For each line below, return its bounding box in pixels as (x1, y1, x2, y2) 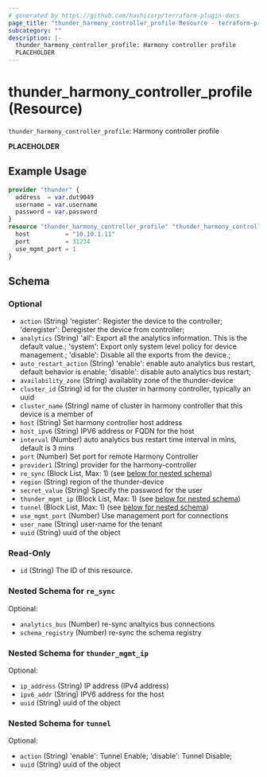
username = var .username (15, 201, 98, 209)
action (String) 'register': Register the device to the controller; (19, 316, 222, 326)
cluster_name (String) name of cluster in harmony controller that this (19, 401, 243, 411)
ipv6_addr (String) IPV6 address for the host (19, 689, 164, 699)
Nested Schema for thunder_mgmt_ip (8, 647, 149, 658)
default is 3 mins (19, 443, 75, 453)
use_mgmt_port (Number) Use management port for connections (19, 511, 229, 521)
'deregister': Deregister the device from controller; (19, 325, 185, 334)
